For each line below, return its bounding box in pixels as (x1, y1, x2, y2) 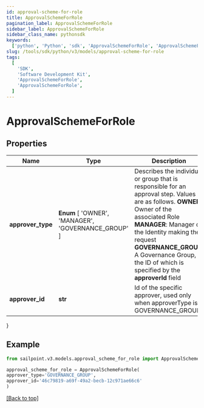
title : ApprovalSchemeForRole (6, 15, 83, 21)
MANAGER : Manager (134, 220, 195, 228)
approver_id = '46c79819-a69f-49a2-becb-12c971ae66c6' (6, 378, 143, 384)
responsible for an (134, 182, 186, 191)
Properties (6, 138, 47, 149)
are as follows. (134, 197, 176, 206)
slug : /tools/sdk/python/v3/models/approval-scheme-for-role (6, 49, 165, 55)
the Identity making (134, 228, 189, 236)
